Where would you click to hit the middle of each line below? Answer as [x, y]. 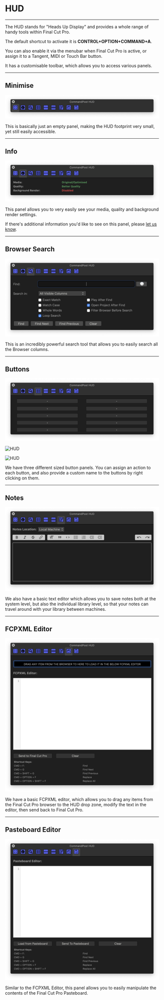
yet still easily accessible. [31, 131]
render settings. [21, 214]
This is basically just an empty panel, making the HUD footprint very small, [80, 126]
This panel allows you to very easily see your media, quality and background [82, 209]
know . [11, 229]
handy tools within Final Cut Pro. [38, 32]
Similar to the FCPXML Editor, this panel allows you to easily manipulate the [81, 988]
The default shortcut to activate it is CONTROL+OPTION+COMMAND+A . [79, 41]
